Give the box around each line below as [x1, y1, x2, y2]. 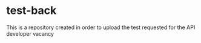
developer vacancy [6, 30, 54, 37]
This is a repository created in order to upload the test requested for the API [6, 24, 196, 31]
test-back [6, 4, 57, 18]
